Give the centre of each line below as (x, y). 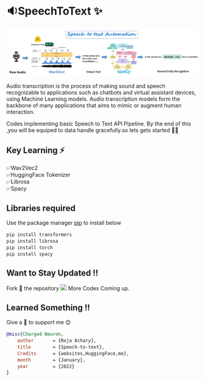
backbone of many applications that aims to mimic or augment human (94, 105)
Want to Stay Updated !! (52, 273)
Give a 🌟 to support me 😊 (39, 322)
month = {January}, (51, 360)
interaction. (21, 112)
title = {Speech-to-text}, (61, 347)
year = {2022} (46, 366)
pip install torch (30, 247)
